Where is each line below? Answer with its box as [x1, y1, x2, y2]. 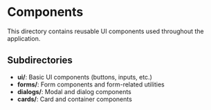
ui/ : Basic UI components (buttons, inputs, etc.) [17, 73, 152, 81]
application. [7, 34, 41, 42]
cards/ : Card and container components [17, 95, 133, 103]
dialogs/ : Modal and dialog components [17, 87, 131, 95]
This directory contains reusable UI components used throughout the [7, 27, 204, 35]
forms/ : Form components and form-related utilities [17, 80, 165, 89]
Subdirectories [7, 55, 73, 66]
